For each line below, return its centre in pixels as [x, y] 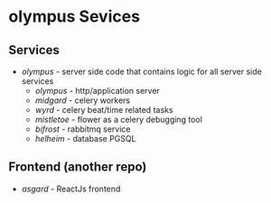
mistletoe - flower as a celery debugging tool [118, 120]
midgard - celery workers [83, 100]
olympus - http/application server [97, 91]
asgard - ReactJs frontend [71, 189]
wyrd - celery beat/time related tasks [104, 110]
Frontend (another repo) [78, 167]
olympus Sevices [75, 17]
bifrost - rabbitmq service [83, 129]
